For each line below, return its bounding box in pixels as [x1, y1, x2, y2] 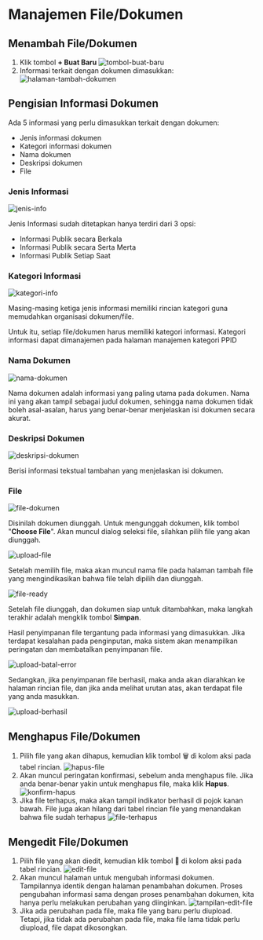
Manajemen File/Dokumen [8, 5, 184, 24]
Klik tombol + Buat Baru [19, 57, 97, 67]
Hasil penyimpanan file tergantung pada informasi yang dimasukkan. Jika [8, 628, 246, 638]
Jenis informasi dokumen [19, 133, 102, 142]
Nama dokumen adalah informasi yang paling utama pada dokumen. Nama [8, 388, 250, 397]
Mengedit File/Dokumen [8, 835, 129, 849]
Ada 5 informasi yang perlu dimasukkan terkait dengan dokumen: [8, 118, 220, 127]
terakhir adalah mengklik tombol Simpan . [8, 613, 141, 622]
